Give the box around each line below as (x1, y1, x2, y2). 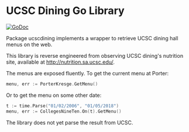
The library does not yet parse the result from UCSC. (6, 119, 133, 126)
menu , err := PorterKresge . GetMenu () (6, 81, 98, 87)
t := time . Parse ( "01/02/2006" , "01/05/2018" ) (6, 103, 119, 109)
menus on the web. (6, 41, 53, 48)
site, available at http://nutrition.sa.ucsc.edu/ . (6, 58, 115, 65)
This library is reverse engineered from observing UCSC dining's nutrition (6, 52, 183, 59)
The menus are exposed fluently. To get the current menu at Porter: (6, 70, 169, 77)
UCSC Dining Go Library (6, 4, 125, 18)
